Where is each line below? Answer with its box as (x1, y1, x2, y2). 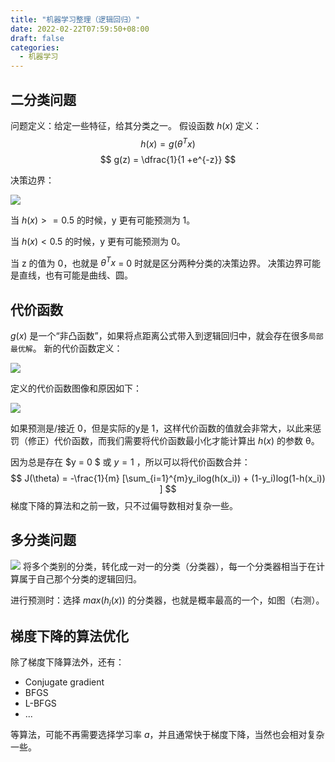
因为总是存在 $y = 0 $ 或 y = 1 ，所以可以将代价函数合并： (10, 456, 251, 468)
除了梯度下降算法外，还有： (10, 656, 125, 668)
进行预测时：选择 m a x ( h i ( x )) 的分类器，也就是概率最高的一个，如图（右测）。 (10, 594, 325, 608)
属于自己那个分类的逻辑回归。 (18, 572, 142, 585)
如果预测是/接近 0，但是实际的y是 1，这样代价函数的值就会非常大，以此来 (10, 422, 313, 435)
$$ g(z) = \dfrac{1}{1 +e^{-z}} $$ (99, 153, 237, 165)
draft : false (10, 33, 65, 43)
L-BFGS (24, 697, 57, 710)
